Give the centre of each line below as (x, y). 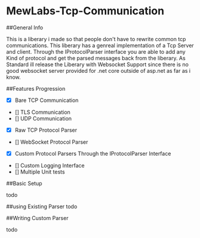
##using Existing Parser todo (42, 206)
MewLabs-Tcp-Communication (85, 11)
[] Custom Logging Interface (50, 166)
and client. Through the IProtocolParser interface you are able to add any (96, 51)
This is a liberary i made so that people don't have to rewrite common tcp (96, 39)
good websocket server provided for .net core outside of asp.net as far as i (99, 70)
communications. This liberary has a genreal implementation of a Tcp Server (100, 45)
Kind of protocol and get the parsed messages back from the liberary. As (96, 58)
